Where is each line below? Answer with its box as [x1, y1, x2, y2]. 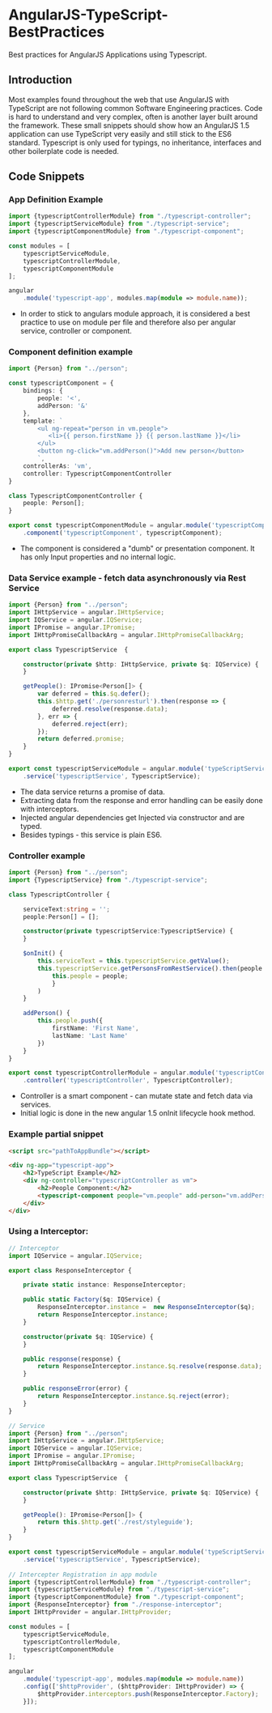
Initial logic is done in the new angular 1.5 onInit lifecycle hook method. [19, 1108, 256, 1118]
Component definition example [8, 346, 134, 358]
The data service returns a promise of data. [19, 787, 166, 797]
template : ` [23, 417, 63, 425]
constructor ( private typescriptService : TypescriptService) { [23, 927, 233, 936]
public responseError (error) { [23, 1384, 129, 1393]
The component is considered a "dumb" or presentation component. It [19, 543, 255, 553]
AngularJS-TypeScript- [8, 6, 168, 24]
